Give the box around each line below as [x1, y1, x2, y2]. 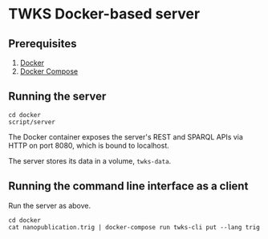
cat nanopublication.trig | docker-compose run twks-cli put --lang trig [8, 223, 261, 231]
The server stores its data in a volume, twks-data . [8, 156, 172, 165]
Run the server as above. [8, 201, 91, 210]
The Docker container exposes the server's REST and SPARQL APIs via [8, 132, 243, 141]
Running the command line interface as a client [8, 180, 249, 193]
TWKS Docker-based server [8, 5, 201, 23]
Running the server [8, 90, 107, 103]
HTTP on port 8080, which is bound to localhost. [8, 140, 170, 150]
